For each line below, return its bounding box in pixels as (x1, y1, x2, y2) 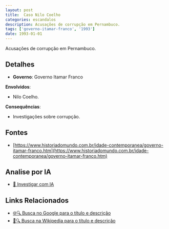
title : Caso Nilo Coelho (5, 12, 60, 17)
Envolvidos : (5, 84, 31, 90)
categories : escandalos (5, 17, 56, 22)
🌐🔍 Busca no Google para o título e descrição (12, 210, 111, 216)
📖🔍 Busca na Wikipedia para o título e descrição (12, 218, 116, 224)
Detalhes (5, 60, 35, 69)
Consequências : (5, 103, 41, 110)
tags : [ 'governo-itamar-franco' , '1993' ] (5, 27, 95, 32)
